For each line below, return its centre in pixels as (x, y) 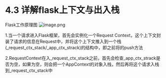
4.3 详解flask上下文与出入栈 (62, 10)
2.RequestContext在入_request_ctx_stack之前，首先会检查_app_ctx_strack (81, 58)
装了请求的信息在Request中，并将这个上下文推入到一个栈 (63, 41)
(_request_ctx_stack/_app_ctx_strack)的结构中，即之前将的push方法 (74, 47)
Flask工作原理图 (21, 25)
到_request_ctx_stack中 (29, 70)
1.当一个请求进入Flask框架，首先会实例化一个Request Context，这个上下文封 (83, 35)
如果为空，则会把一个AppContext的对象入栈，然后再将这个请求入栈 (91, 64)
